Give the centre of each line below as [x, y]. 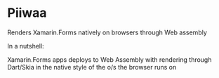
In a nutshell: [26, 46]
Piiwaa [27, 13]
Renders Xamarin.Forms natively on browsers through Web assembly [107, 32]
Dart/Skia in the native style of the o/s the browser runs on [92, 67]
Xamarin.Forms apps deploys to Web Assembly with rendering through [109, 59]
